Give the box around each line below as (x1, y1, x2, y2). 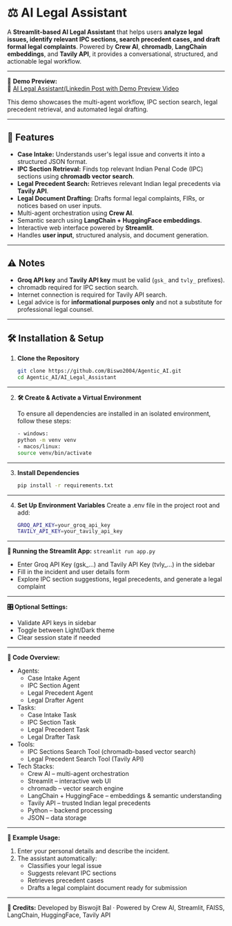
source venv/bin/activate (17, 450, 92, 456)
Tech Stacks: (17, 762, 55, 770)
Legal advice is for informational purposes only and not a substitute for (17, 297, 222, 306)
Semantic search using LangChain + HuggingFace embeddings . (17, 216, 202, 224)
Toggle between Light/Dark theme (17, 626, 115, 634)
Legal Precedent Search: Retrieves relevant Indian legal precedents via (17, 179, 221, 187)
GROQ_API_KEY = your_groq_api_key (17, 521, 110, 528)
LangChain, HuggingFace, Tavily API (7, 911, 111, 919)
